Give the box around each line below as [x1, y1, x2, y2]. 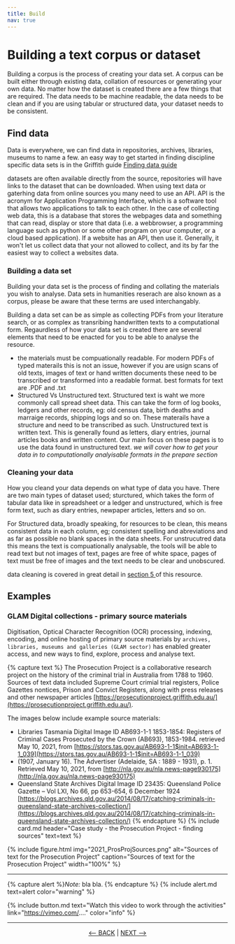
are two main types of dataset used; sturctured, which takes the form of [7, 491, 215, 499]
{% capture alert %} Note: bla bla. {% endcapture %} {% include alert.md [7, 880, 218, 888]
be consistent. [7, 107, 48, 115]
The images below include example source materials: [7, 714, 161, 722]
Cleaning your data [7, 468, 73, 478]
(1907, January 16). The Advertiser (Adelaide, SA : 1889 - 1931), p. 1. [17, 757, 213, 766]
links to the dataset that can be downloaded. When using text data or [7, 182, 206, 190]
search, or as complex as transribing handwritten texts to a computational [7, 317, 220, 326]
